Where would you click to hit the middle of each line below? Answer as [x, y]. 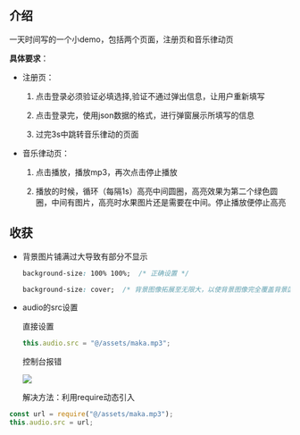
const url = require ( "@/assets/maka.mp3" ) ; [92, 414]
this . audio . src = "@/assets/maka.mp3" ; [96, 343]
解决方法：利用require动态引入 [79, 397]
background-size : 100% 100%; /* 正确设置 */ [105, 273]
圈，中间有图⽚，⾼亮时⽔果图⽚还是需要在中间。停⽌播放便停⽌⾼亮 [161, 202]
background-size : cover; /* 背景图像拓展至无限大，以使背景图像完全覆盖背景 [154, 289]
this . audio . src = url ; [51, 422]
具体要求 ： [29, 58]
